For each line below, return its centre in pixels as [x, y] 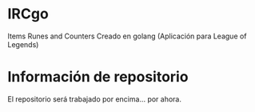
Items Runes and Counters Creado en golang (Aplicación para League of [127, 36]
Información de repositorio [98, 77]
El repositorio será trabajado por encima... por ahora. [94, 99]
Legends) [23, 44]
